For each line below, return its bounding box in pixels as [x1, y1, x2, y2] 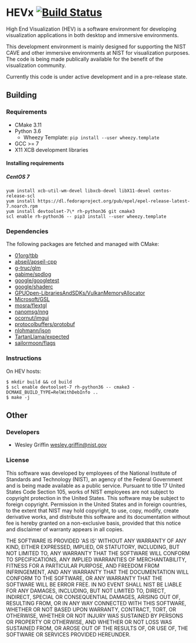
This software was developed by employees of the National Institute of [6, 469, 177, 477]
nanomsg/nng [14, 308, 49, 315]
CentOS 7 [6, 173, 30, 180]
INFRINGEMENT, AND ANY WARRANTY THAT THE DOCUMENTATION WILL [6, 568, 189, 575]
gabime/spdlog [14, 271, 52, 278]
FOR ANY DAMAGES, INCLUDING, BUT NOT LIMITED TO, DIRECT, [6, 587, 166, 594]
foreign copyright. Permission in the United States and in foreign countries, [6, 501, 187, 508]
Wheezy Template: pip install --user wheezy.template [23, 134, 160, 141]
